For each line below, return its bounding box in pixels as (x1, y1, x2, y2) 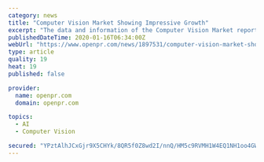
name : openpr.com (15, 91, 72, 99)
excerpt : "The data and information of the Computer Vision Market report (8, 26, 258, 34)
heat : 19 (8, 63, 37, 71)
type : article (8, 48, 55, 56)
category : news (8, 11, 58, 20)
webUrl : (8, 41, 34, 49)
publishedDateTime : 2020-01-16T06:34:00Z (8, 33, 146, 42)
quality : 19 (8, 56, 47, 64)
